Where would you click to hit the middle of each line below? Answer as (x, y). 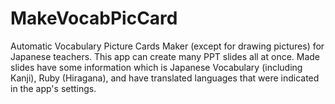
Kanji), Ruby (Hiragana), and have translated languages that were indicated (165, 78)
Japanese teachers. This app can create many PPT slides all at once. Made (165, 56)
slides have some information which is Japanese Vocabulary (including (156, 67)
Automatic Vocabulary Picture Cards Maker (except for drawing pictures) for (167, 46)
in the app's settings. (53, 88)
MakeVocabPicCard (94, 18)
